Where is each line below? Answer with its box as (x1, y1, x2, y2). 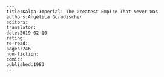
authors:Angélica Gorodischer (6, 14, 83, 20)
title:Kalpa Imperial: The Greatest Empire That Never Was (6, 8, 159, 15)
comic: (6, 56, 23, 62)
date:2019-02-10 (6, 30, 47, 36)
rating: (6, 35, 26, 41)
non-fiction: (6, 51, 39, 57)
